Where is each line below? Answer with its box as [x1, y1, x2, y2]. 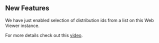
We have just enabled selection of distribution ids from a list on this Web [5, 17, 154, 23]
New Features [5, 4, 49, 12]
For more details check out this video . [5, 32, 83, 38]
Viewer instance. [5, 22, 40, 28]
